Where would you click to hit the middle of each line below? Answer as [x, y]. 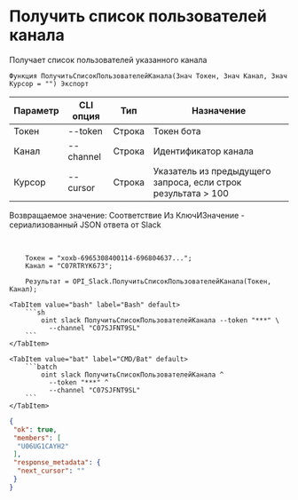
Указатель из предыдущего [212, 171]
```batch [41, 367]
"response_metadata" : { [57, 463]
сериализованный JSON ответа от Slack [85, 225]
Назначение [219, 110]
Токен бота [177, 131]
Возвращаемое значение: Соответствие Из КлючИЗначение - [127, 215]
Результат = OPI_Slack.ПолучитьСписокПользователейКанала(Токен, [149, 282]
